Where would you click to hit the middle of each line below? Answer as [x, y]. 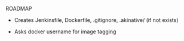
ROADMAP [19, 9]
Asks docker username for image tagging [65, 31]
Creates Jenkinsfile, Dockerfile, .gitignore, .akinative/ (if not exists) [96, 20]
